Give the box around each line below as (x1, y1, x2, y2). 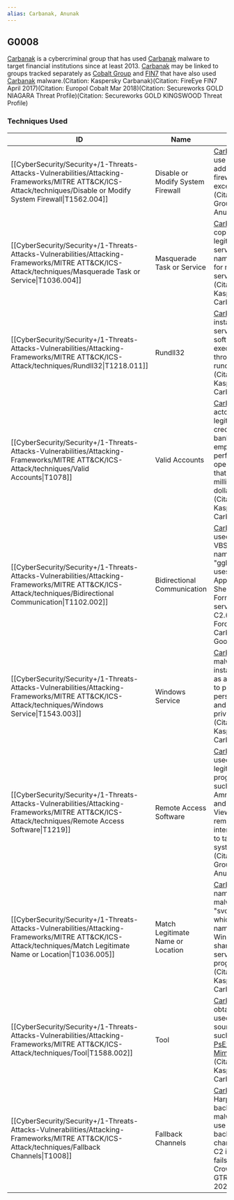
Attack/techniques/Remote (10, 816, 99, 825)
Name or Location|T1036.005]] (10, 950, 115, 959)
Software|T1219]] (10, 825, 71, 834)
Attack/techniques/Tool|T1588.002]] (10, 1048, 134, 1058)
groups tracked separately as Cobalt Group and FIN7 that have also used (7, 69, 217, 77)
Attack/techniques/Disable (10, 186, 97, 195)
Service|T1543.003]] (10, 709, 82, 719)
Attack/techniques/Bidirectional (10, 588, 114, 598)
